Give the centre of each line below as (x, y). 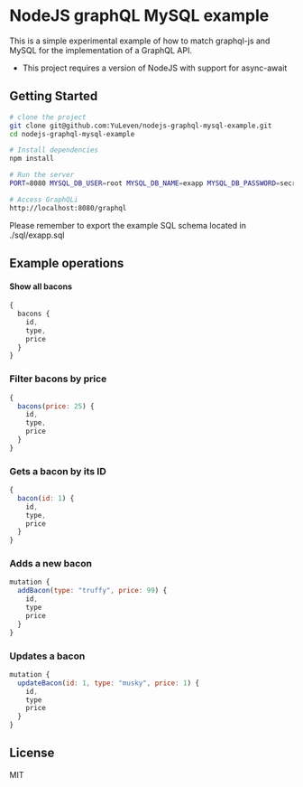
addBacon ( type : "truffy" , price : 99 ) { (92, 591)
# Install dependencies (54, 150)
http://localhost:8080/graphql (68, 208)
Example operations (67, 263)
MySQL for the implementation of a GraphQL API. (101, 50)
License (32, 753)
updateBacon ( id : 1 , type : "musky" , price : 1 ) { (109, 683)
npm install (32, 159)
